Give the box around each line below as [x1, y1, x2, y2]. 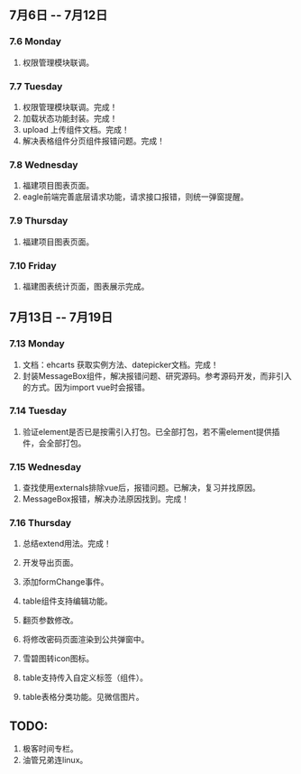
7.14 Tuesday [9, 404, 68, 417]
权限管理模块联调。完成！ [22, 101, 118, 112]
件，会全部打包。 [22, 438, 87, 448]
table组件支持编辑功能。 [22, 595, 113, 606]
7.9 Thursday [9, 215, 68, 227]
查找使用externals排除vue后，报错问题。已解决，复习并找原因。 [22, 483, 260, 493]
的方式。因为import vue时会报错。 [22, 382, 150, 392]
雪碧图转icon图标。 [22, 653, 95, 664]
